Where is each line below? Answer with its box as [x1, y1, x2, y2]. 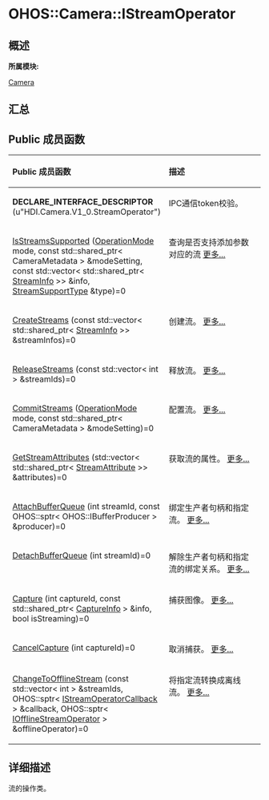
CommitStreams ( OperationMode [12, 402, 138, 414]
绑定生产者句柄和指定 [168, 503, 250, 514]
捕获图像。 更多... [168, 595, 234, 606]
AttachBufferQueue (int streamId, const [12, 501, 160, 512]
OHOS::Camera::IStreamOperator [8, 5, 236, 23]
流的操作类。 [8, 783, 50, 794]
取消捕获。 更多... [168, 644, 234, 655]
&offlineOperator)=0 [12, 723, 89, 734]
